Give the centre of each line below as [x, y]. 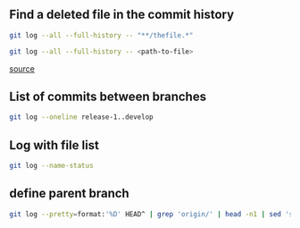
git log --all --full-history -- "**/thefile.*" [101, 35]
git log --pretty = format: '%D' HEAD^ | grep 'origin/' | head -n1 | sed [146, 214]
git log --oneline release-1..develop [81, 117]
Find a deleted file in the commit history [122, 15]
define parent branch [69, 194]
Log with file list [54, 145]
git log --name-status [51, 166]
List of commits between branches [108, 96]
